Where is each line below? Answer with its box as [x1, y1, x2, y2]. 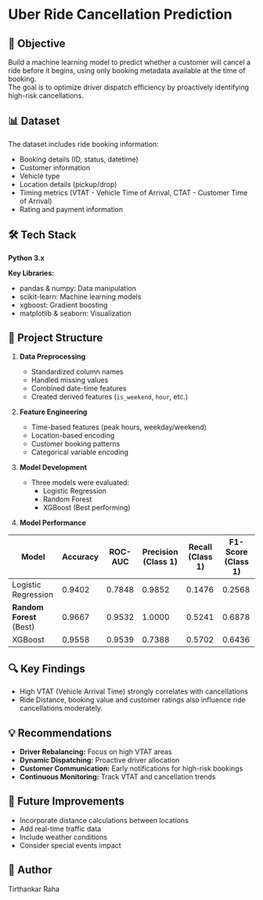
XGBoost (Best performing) [42, 503, 131, 512]
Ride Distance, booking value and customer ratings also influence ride [19, 695, 246, 705]
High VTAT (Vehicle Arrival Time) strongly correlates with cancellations [19, 687, 248, 696]
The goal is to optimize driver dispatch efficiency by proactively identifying [8, 82, 249, 92]
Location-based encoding [31, 431, 115, 440]
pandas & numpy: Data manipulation [19, 283, 137, 293]
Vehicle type [19, 171, 60, 180]
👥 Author [8, 863, 52, 876]
